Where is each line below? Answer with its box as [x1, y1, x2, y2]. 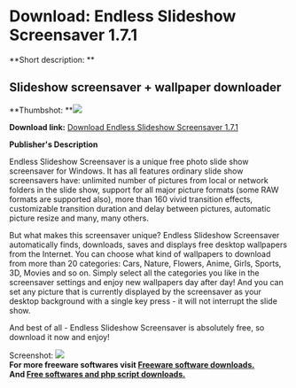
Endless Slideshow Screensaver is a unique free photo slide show [9, 156, 249, 167]
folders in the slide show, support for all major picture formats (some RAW [9, 184, 279, 195]
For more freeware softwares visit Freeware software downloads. [9, 359, 255, 369]
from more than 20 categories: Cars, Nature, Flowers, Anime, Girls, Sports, [9, 258, 282, 268]
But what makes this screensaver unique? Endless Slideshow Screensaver [9, 229, 280, 240]
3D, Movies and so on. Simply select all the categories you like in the [9, 268, 260, 278]
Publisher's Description [9, 139, 98, 150]
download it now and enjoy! [9, 331, 110, 342]
